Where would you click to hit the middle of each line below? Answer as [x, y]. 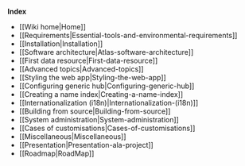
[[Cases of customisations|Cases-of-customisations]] [107, 128]
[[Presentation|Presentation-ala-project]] [86, 145]
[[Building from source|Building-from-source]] [95, 111]
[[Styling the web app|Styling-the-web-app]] [92, 77]
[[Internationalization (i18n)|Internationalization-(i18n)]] [109, 103]
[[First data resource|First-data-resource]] [88, 60]
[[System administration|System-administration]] [99, 120]
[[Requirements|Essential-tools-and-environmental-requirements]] [128, 35]
